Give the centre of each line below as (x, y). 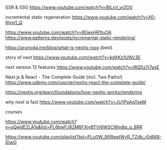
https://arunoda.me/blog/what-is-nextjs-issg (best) (59, 47)
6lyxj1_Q (14, 23)
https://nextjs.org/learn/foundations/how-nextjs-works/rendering (74, 92)
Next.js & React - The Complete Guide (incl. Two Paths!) (64, 77)
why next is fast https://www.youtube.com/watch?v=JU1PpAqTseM (76, 102)
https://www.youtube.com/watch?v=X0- (114, 17)
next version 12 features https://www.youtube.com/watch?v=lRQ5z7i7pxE (82, 67)
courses (14, 112)
